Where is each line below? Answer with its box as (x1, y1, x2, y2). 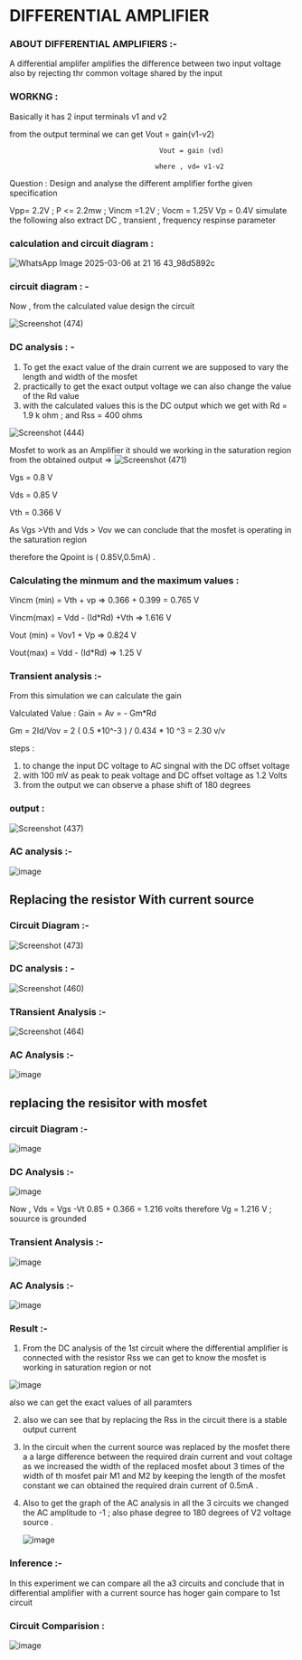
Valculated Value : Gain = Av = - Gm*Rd (9, 707, 156, 719)
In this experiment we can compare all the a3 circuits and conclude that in (9, 1578, 285, 1589)
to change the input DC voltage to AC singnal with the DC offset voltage (22, 761, 290, 772)
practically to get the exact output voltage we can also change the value (22, 381, 292, 392)
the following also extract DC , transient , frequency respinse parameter (9, 214, 277, 225)
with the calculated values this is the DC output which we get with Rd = (22, 400, 288, 411)
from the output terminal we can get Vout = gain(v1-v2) (9, 128, 215, 139)
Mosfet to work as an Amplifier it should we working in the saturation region (9, 444, 292, 455)
